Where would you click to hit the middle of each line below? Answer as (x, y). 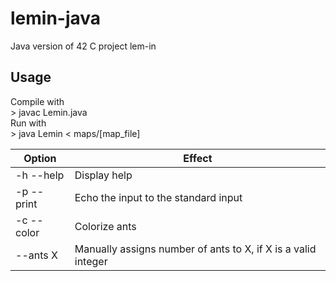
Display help (103, 175)
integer (91, 261)
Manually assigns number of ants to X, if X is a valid (195, 249)
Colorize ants (105, 226)
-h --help (40, 175)
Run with (28, 123)
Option (40, 158)
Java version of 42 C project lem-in (83, 46)
